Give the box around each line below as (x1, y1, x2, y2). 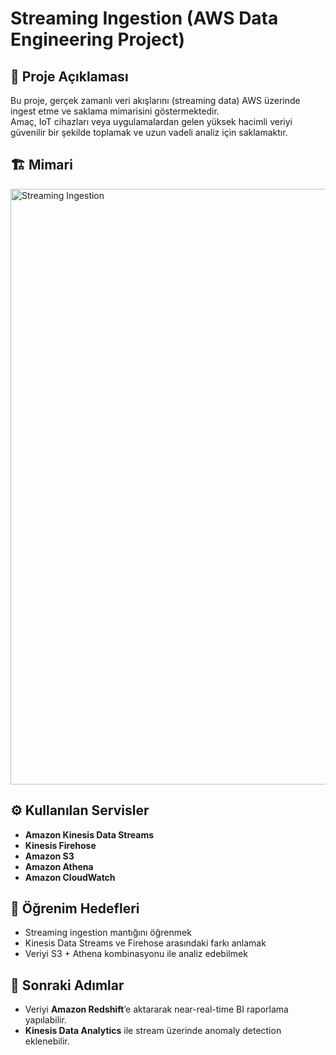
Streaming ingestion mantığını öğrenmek (24, 927, 192, 939)
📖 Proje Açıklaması (10, 68, 129, 85)
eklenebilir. (24, 1035, 70, 1047)
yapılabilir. (24, 1014, 67, 1026)
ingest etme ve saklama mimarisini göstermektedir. (10, 105, 220, 117)
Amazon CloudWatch (24, 871, 116, 883)
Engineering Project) (10, 28, 185, 51)
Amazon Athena (24, 860, 94, 872)
